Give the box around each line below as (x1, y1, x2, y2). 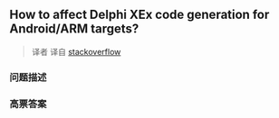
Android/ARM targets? (9, 22, 139, 37)
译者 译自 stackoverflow (31, 46, 121, 57)
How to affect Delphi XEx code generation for (9, 7, 270, 23)
